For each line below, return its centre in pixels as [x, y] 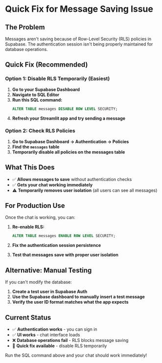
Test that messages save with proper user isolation [65, 255]
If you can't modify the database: [38, 282]
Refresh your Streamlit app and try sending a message [69, 118]
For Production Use [35, 206]
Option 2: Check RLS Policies [40, 131]
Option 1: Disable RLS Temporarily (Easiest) [58, 78]
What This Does [30, 168]
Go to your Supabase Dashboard [46, 89]
